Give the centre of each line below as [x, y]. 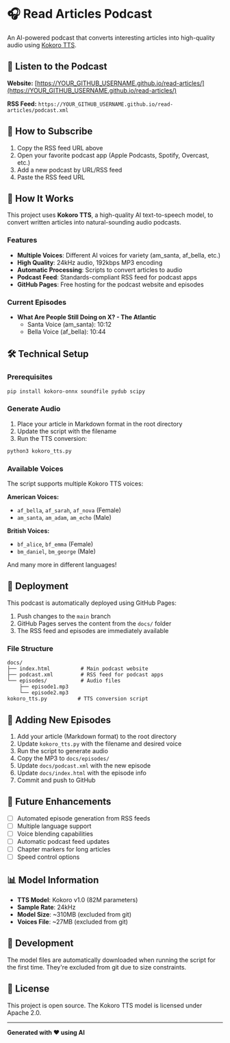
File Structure [30, 648]
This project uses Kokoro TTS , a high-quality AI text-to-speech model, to [110, 215]
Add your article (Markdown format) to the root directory [97, 736]
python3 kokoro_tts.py [39, 451]
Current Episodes [37, 302]
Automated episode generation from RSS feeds [84, 818]
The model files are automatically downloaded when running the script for [111, 960]
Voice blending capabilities [55, 834]
